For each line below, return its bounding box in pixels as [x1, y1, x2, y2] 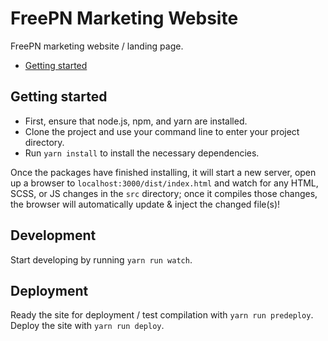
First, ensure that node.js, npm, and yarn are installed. [24, 115, 248, 127]
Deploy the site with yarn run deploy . [10, 320, 165, 332]
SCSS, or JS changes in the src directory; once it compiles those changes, [10, 187, 318, 199]
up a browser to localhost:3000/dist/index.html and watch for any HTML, [10, 177, 319, 189]
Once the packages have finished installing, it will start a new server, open [10, 166, 317, 178]
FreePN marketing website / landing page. [10, 40, 184, 52]
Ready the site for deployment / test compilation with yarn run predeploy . [10, 309, 314, 321]
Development [10, 227, 97, 244]
